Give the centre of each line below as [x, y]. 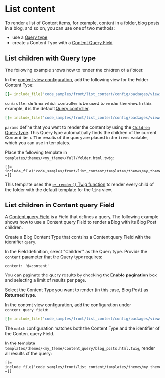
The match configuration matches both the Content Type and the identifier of [82, 328]
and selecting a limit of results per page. [46, 280]
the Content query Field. [30, 334]
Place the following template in [36, 152]
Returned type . [21, 295]
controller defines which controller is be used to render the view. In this [78, 103]
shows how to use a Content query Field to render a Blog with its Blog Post [81, 222]
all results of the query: [28, 354]
